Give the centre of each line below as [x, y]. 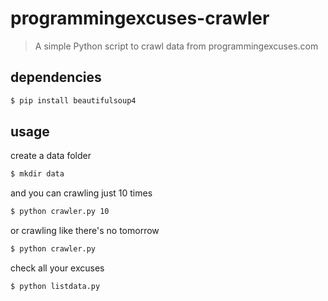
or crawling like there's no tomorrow [85, 231]
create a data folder [51, 156]
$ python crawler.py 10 [60, 212]
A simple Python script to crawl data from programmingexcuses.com [176, 46]
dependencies [56, 77]
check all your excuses [57, 268]
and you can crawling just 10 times [81, 193]
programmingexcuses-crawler [140, 18]
